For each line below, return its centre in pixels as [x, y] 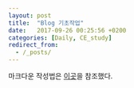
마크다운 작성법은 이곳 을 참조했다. [61, 76]
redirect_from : [33, 45]
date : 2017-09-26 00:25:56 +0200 [67, 30]
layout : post [30, 15]
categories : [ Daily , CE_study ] [60, 38]
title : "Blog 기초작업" [46, 23]
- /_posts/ [33, 52]
